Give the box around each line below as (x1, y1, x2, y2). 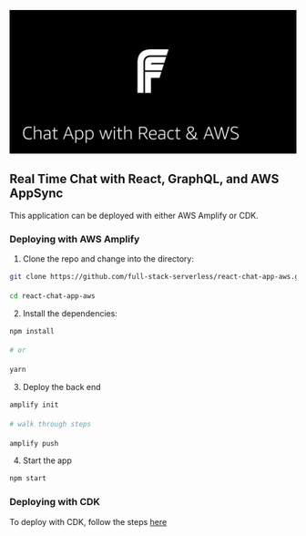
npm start (9, 474, 47, 483)
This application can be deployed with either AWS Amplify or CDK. (9, 210, 259, 221)
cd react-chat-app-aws (9, 291, 96, 301)
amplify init (9, 400, 59, 410)
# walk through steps (9, 419, 92, 428)
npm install (9, 326, 55, 335)
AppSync (9, 186, 64, 201)
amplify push (9, 438, 59, 448)
